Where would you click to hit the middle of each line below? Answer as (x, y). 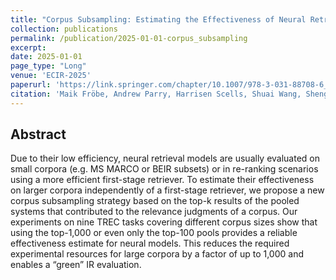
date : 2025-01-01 (46, 57)
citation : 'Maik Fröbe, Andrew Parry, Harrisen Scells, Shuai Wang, (156, 94)
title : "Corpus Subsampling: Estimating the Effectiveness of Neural (158, 19)
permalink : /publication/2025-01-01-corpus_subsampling (129, 38)
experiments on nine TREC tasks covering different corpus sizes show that (164, 222)
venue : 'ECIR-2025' (51, 76)
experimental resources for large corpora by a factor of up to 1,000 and (157, 254)
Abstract (38, 134)
